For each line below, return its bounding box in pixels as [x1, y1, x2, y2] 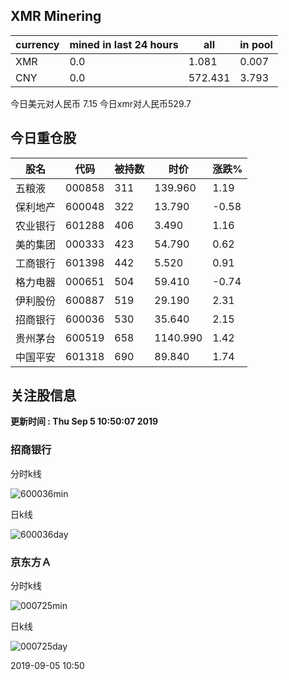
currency [15, 37, 60, 51]
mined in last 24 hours [69, 37, 179, 51]
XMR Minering [10, 8, 102, 25]
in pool [239, 37, 273, 51]
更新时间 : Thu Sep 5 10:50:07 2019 [10, 415, 159, 428]
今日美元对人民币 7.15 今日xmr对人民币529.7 [10, 97, 192, 109]
